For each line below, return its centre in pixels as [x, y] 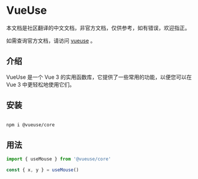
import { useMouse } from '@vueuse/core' [59, 159]
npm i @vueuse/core [31, 125]
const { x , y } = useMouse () [43, 170]
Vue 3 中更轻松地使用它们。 [40, 84]
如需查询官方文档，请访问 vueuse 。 [51, 40]
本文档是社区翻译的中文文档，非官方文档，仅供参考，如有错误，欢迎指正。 [98, 28]
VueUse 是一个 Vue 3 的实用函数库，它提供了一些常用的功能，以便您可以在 [99, 77]
